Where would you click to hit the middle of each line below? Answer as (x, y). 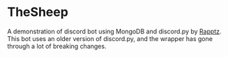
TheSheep (38, 12)
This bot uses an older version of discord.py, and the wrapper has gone (110, 38)
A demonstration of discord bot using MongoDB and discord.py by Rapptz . (114, 31)
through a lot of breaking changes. (57, 46)
